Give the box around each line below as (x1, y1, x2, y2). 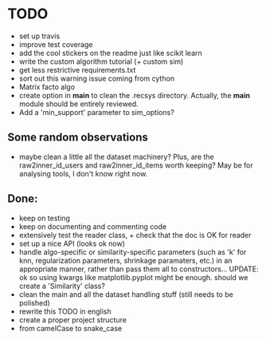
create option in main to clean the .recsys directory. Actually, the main (18, 90, 250, 100)
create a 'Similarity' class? (18, 281, 105, 291)
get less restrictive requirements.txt (18, 65, 136, 74)
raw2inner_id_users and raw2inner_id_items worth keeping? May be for (18, 160, 254, 170)
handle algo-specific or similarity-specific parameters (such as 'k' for (18, 247, 247, 256)
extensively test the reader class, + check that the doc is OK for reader (18, 230, 252, 239)
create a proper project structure (18, 314, 127, 324)
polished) (18, 298, 51, 307)
